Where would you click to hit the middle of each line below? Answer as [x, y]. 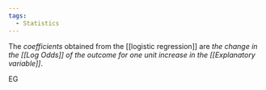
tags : [17, 16]
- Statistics [38, 23]
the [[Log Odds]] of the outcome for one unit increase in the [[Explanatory [132, 55]
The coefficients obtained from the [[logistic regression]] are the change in [133, 46]
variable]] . [25, 63]
